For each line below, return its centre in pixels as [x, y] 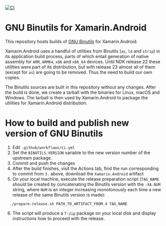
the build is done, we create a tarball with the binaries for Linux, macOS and [83, 92]
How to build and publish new [67, 123]
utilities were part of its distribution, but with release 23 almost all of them [80, 67]
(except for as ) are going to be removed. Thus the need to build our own [79, 72]
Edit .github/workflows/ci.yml [44, 147]
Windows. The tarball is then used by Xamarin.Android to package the [77, 97]
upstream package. [32, 158]
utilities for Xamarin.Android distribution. [46, 103]
